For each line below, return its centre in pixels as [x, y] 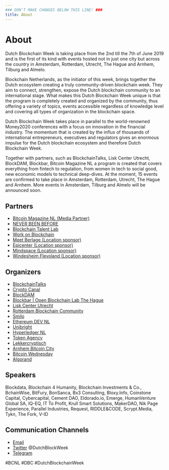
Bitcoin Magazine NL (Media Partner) [51, 218]
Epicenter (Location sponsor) [43, 245]
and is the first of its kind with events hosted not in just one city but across [82, 59]
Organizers [23, 272]
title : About [19, 15]
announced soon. [23, 191]
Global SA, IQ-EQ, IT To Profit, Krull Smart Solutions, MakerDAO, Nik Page [81, 403]
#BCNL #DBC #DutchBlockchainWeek [45, 462]
